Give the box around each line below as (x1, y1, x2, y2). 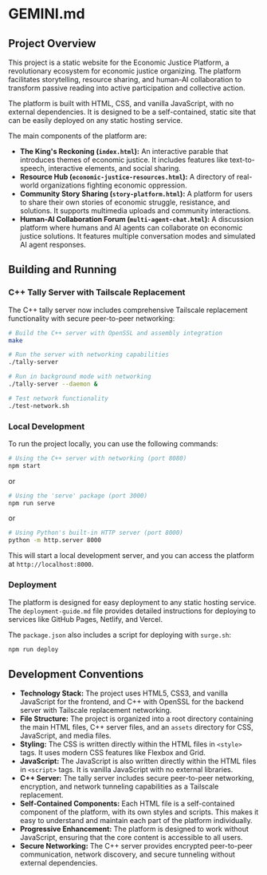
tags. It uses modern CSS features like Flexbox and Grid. (19, 748, 206, 758)
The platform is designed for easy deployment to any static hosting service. (8, 597, 257, 607)
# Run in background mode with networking (8, 373, 151, 381)
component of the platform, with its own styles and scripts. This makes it (19, 807, 259, 817)
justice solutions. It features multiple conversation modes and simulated (19, 232, 256, 240)
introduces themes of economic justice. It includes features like (19, 155, 229, 164)
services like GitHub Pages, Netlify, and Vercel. (8, 614, 163, 624)
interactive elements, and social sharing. (48, 164, 181, 172)
